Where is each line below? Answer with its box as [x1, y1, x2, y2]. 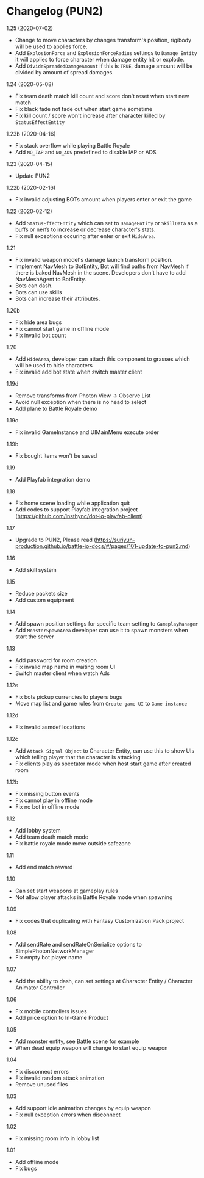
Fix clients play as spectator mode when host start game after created [15, 760, 191, 767]
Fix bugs [15, 1165, 37, 1172]
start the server [15, 633, 54, 640]
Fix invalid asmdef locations [15, 723, 85, 731]
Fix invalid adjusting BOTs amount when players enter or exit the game [15, 195, 192, 203]
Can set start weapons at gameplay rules [15, 887, 119, 894]
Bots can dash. [15, 282, 53, 289]
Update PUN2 [15, 172, 51, 179]
